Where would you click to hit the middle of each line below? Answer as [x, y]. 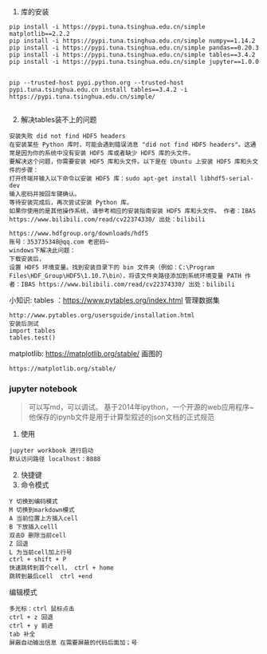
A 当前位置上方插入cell [44, 519]
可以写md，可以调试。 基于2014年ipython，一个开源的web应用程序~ [141, 407]
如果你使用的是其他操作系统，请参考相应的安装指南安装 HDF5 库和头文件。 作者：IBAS [132, 211]
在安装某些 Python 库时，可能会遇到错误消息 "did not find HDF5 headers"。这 [130, 145]
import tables [33, 331]
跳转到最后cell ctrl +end [51, 577]
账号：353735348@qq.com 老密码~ [59, 242]
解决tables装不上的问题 [59, 119]
